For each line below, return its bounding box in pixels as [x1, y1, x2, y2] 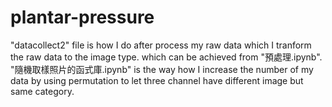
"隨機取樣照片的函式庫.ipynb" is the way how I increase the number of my [10, 63, 314, 75]
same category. [10, 85, 75, 97]
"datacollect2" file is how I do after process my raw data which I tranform [10, 39, 312, 51]
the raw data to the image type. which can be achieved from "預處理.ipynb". [10, 51, 323, 63]
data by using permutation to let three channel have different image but [10, 74, 304, 86]
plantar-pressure [10, 6, 155, 29]
